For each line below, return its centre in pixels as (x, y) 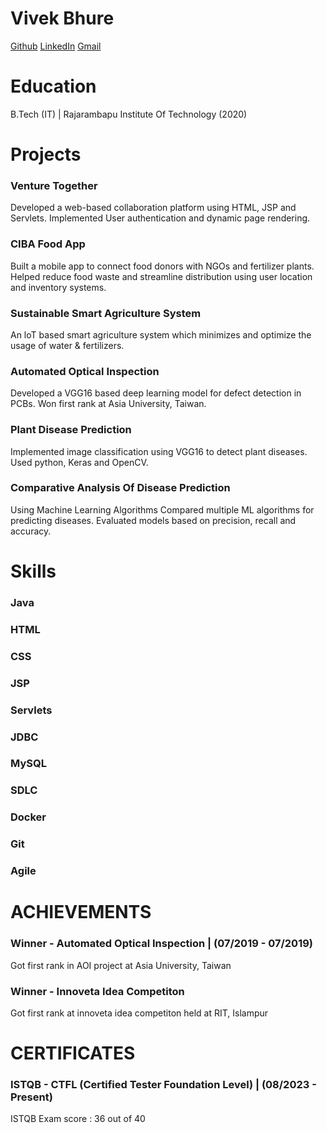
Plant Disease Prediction (71, 430)
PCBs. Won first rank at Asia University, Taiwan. (108, 404)
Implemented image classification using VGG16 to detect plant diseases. (159, 451)
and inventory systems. (58, 287)
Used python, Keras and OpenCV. (79, 462)
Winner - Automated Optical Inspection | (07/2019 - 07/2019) (161, 944)
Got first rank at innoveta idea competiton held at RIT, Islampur (139, 1013)
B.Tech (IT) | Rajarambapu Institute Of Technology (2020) (129, 114)
